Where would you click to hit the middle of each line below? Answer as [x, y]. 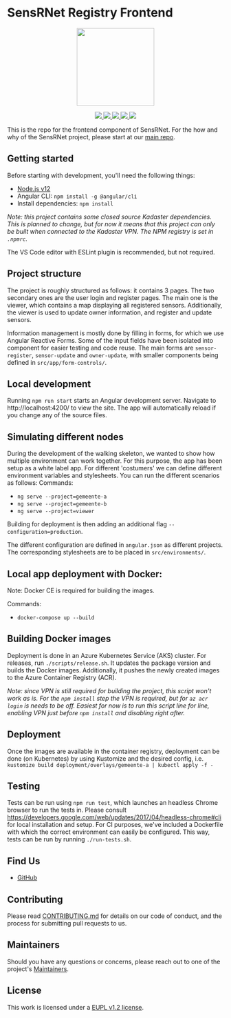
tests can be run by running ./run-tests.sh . [69, 839]
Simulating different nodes [65, 437]
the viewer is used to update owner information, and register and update [110, 312]
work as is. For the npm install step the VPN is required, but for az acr [108, 698]
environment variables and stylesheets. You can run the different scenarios [113, 476]
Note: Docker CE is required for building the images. [81, 590]
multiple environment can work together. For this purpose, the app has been [115, 461]
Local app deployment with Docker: [85, 574]
